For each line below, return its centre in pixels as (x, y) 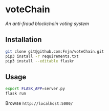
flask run (16, 94)
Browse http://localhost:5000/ (39, 103)
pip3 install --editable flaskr (40, 61)
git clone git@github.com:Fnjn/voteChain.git (54, 51)
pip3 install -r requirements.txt (42, 56)
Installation (24, 40)
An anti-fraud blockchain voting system (47, 24)
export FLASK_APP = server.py (35, 89)
